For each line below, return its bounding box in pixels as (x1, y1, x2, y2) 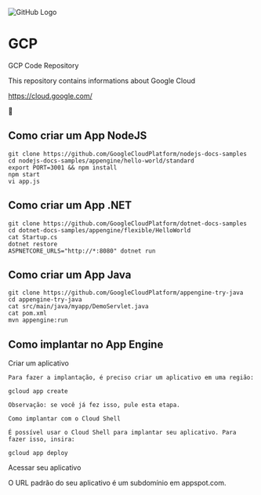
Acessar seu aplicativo (8, 463, 82, 472)
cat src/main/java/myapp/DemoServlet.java (8, 303, 149, 311)
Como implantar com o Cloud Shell (8, 415, 121, 423)
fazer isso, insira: (8, 435, 76, 443)
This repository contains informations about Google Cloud (8, 75, 196, 86)
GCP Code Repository (8, 60, 79, 70)
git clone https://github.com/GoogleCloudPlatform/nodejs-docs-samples (8, 150, 247, 158)
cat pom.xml (8, 310, 47, 318)
